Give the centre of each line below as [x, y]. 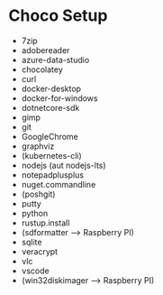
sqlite [32, 242]
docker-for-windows [59, 98]
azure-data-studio [55, 60]
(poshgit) [38, 194]
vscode [36, 271]
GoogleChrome [50, 136]
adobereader [45, 50]
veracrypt [40, 251]
